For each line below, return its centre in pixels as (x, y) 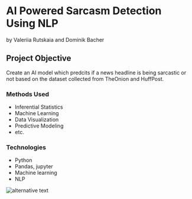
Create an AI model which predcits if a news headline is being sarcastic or (96, 73)
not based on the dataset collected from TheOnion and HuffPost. (85, 79)
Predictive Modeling (39, 126)
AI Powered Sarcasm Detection (84, 11)
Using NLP (32, 23)
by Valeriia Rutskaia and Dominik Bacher (55, 40)
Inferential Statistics (39, 107)
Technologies (26, 147)
